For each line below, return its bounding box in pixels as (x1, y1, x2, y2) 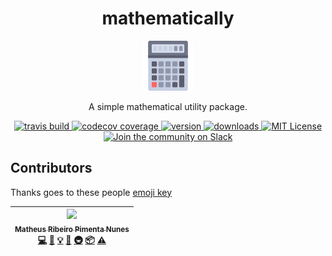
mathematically (101, 7, 235, 30)
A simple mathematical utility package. (88, 100, 248, 112)
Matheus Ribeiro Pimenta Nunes (14, 225, 130, 235)
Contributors (10, 160, 93, 177)
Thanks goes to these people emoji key (10, 186, 173, 198)
